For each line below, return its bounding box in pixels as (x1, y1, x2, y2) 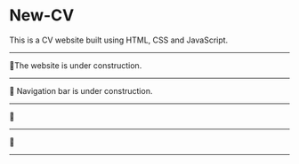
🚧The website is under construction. (9, 59, 142, 71)
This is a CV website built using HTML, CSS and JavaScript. (9, 35, 229, 45)
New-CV (9, 5, 75, 26)
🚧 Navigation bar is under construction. (9, 85, 153, 96)
